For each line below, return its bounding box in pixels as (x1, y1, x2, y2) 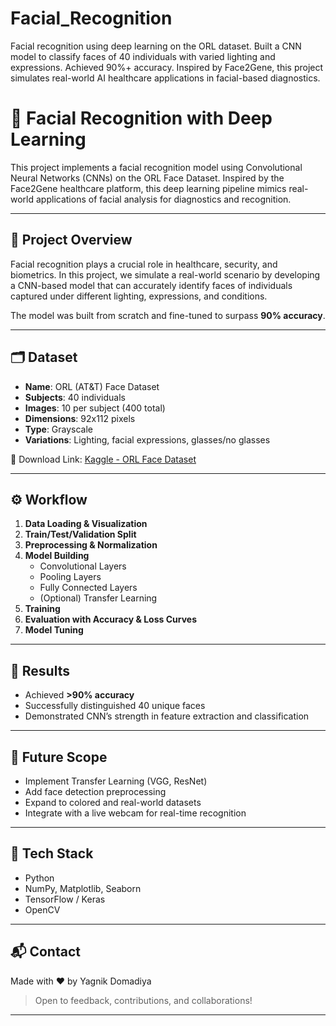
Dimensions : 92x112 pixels (24, 412, 136, 424)
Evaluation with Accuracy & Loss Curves (24, 613, 197, 626)
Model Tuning (24, 624, 84, 636)
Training (24, 603, 61, 615)
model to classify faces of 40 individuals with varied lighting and (10, 50, 276, 62)
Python (24, 872, 55, 884)
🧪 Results (10, 662, 70, 679)
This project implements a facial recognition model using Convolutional (10, 161, 303, 173)
